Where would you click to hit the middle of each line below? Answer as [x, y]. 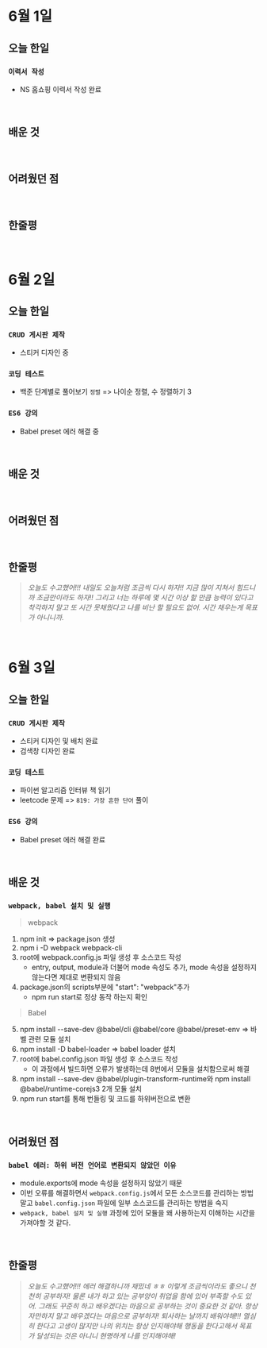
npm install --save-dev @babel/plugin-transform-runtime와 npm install [135, 1079]
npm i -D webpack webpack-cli [71, 948]
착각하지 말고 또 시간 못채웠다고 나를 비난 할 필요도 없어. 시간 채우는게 [135, 607]
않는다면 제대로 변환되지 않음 [76, 977]
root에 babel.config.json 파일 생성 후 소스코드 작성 [99, 1059]
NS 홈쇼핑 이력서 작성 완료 [60, 89]
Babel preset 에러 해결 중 [59, 431]
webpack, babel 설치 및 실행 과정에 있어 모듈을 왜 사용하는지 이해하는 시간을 [137, 1213]
